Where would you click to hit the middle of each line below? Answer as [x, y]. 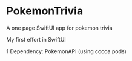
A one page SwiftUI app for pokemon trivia [60, 28]
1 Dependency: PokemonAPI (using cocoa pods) [67, 51]
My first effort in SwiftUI [36, 39]
